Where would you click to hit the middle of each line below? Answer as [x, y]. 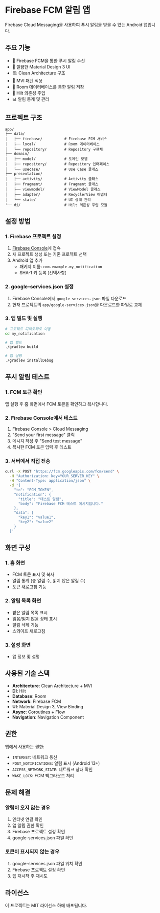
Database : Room [29, 696]
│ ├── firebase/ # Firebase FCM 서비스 [56, 139]
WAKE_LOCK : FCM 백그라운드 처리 [43, 775]
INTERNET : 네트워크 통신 [35, 757]
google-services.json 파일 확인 [43, 838]
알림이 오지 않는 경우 [28, 808]
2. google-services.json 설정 [39, 287]
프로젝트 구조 [24, 118]
